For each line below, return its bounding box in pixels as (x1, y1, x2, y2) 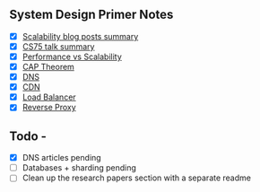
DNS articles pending (22, 153, 101, 163)
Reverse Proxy (22, 102, 76, 113)
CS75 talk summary (22, 40, 95, 52)
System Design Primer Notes (9, 7, 174, 22)
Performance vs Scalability (22, 51, 123, 62)
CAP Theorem (22, 62, 74, 72)
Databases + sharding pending (22, 162, 137, 173)
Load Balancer (22, 92, 76, 102)
